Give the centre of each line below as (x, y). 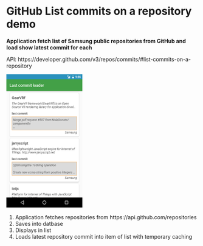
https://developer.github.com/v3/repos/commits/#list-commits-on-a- (105, 59)
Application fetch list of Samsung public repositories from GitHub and (96, 41)
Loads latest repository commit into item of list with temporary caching (104, 236)
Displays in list (33, 230)
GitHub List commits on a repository (99, 11)
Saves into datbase (39, 223)
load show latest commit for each (49, 47)
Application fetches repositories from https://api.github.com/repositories (106, 217)
